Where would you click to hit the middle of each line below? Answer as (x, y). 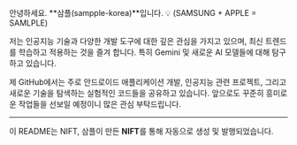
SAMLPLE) (29, 23)
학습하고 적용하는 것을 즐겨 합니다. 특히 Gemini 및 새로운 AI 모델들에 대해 (144, 52)
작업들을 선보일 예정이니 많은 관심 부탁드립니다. (100, 104)
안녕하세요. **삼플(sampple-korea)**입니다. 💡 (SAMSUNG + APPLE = (133, 13)
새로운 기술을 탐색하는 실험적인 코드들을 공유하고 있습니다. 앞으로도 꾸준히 (137, 93)
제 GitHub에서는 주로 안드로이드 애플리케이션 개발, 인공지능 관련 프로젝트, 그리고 (148, 82)
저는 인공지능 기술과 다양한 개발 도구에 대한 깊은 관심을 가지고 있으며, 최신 (136, 41)
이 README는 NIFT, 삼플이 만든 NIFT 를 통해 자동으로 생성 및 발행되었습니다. (141, 131)
